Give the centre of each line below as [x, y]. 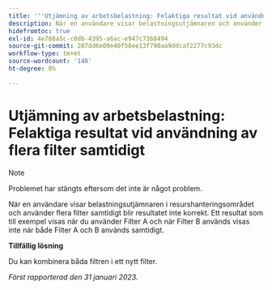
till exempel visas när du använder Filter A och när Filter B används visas [129, 221]
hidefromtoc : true [39, 31]
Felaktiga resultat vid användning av [133, 132]
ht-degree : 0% [32, 69]
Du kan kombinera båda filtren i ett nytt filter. [83, 261]
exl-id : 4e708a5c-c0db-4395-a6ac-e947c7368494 [88, 38]
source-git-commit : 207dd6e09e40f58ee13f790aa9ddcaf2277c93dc [115, 46]
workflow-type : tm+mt [45, 53]
